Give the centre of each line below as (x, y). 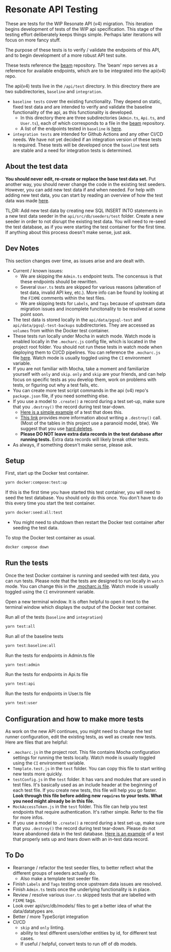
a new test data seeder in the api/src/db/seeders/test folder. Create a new (85, 216)
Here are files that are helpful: (36, 742)
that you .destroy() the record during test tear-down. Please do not (84, 828)
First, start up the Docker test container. (47, 473)
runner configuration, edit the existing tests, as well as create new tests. (81, 737)
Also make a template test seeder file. (60, 878)
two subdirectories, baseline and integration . (54, 91)
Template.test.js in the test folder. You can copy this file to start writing (89, 768)
